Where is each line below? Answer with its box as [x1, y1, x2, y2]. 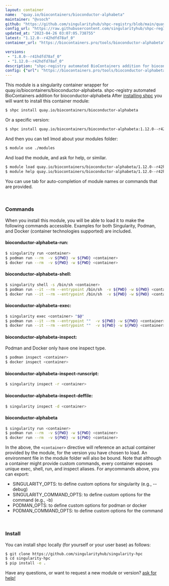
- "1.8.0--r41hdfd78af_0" [7, 54, 62, 59]
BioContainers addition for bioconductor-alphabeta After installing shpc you [5, 93, 162, 99]
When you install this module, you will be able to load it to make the [5, 217, 145, 223]
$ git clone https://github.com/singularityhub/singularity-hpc [5, 551, 143, 556]
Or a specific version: [5, 117, 50, 123]
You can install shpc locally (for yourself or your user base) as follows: [5, 542, 151, 548]
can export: [5, 471, 29, 477]
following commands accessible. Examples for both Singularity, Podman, [5, 222, 156, 228]
